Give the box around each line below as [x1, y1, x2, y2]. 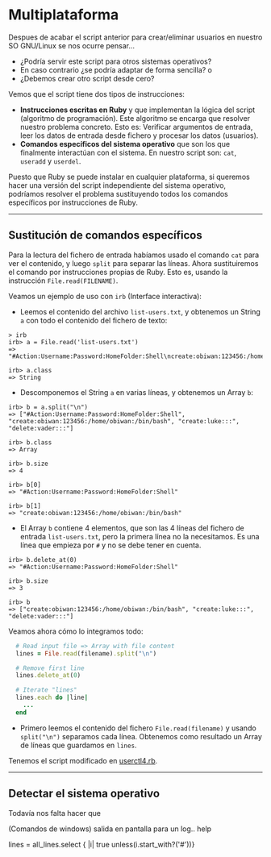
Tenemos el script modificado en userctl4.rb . [8, 755, 158, 765]
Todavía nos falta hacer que [8, 808, 102, 817]
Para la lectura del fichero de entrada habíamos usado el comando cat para [8, 250, 260, 260]
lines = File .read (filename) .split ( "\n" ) [15, 649, 157, 658]
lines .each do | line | [15, 693, 89, 702]
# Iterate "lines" [15, 686, 78, 694]
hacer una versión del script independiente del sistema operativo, [8, 180, 227, 190]
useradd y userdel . [19, 156, 81, 166]
